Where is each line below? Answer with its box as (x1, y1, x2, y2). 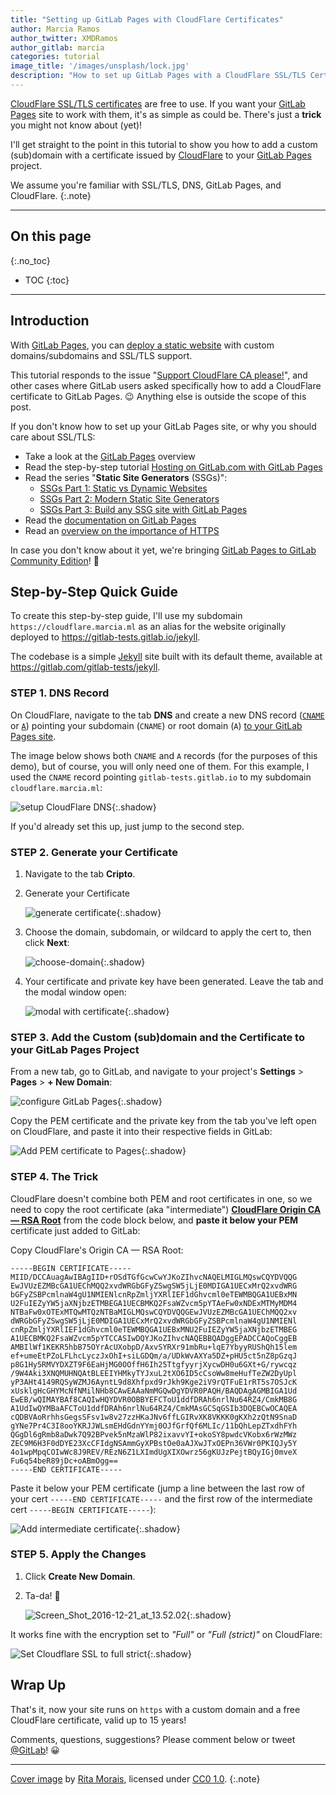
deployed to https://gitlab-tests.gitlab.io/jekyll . (10, 631, 201, 643)
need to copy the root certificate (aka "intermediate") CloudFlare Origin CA (10, 1203, 322, 1215)
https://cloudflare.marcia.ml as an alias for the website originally (10, 621, 287, 633)
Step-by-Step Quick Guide (10, 583, 179, 600)
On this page (10, 228, 92, 245)
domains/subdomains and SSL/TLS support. (10, 349, 193, 361)
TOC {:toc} (24, 274, 70, 286)
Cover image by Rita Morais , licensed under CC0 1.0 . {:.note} (10, 1772, 261, 1785)
